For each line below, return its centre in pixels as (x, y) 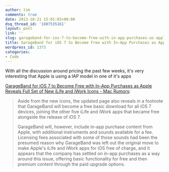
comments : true (21, 15)
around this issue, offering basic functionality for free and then (82, 159)
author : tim (18, 10)
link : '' (14, 33)
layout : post (19, 29)
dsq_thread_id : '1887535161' (36, 24)
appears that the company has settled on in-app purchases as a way (89, 153)
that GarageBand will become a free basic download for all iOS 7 (84, 107)
